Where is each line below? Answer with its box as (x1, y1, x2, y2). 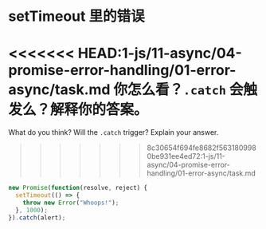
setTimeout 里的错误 (8, 7, 145, 26)
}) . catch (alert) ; (8, 213, 66, 222)
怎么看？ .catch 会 (127, 81, 244, 99)
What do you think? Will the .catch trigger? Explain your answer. (8, 128, 219, 137)
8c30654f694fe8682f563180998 (147, 143, 256, 152)
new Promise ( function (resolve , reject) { (8, 184, 148, 192)
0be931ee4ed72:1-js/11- (147, 152, 225, 161)
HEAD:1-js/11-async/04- (77, 45, 243, 62)
